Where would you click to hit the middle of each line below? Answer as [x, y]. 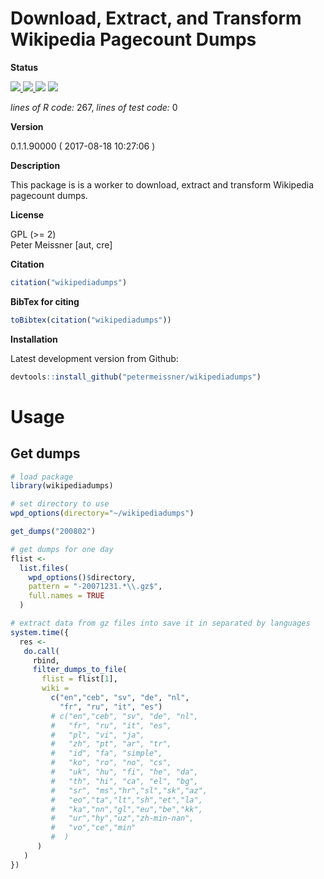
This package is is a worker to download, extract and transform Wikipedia [162, 184]
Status [24, 67]
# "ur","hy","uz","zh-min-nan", [122, 818]
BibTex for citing [45, 301]
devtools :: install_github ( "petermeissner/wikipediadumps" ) [136, 377]
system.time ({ [40, 632]
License [27, 214]
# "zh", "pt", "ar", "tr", [111, 744]
